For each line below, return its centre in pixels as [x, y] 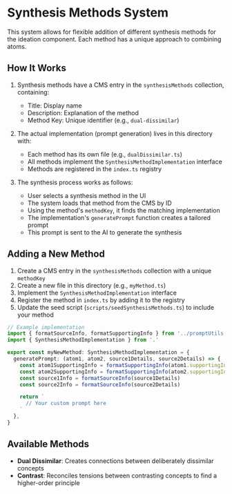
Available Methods [48, 444]
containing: [33, 92]
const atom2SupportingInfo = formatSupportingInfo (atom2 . [105, 372]
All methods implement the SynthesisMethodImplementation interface [125, 161]
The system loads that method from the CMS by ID [100, 203]
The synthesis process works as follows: [75, 182]
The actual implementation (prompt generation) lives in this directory [115, 133]
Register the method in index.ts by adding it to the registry [101, 300]
